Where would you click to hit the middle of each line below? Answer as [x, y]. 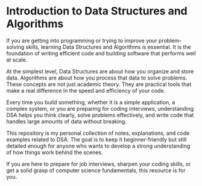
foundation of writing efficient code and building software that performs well [101, 53]
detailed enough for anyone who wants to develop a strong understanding [98, 146]
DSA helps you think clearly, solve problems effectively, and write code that [100, 115]
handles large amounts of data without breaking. [66, 121]
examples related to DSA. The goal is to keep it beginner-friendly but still [96, 139]
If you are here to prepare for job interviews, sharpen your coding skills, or [99, 164]
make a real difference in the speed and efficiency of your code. [86, 90]
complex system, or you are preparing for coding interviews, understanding [100, 108]
